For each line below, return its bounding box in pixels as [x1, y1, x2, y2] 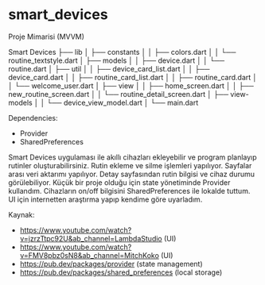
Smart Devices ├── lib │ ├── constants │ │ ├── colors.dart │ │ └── [8, 47, 236, 56]
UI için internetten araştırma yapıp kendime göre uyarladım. [8, 194, 203, 204]
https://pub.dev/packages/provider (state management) [19, 259, 203, 268]
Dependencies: [8, 113, 58, 122]
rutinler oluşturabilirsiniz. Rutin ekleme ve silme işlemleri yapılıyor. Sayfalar [8, 160, 252, 170]
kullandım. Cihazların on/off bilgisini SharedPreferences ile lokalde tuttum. [8, 186, 251, 195]
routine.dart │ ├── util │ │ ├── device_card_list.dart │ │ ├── [8, 64, 210, 73]
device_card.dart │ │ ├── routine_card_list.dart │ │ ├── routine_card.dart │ [8, 72, 258, 82]
